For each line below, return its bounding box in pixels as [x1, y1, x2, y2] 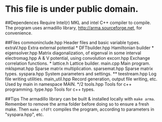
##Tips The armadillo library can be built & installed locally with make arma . [5, 96, 155, 101]
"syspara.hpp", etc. [5, 111, 44, 117]
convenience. [5, 30, 33, 36]
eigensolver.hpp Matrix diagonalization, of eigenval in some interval [5, 50, 141, 56]
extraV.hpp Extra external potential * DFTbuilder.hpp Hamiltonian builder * [5, 45, 154, 50]
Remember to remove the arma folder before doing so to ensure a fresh [5, 101, 149, 107]
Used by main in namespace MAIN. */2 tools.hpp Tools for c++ [5, 81, 132, 87]
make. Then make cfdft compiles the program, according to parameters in [5, 106, 155, 112]
